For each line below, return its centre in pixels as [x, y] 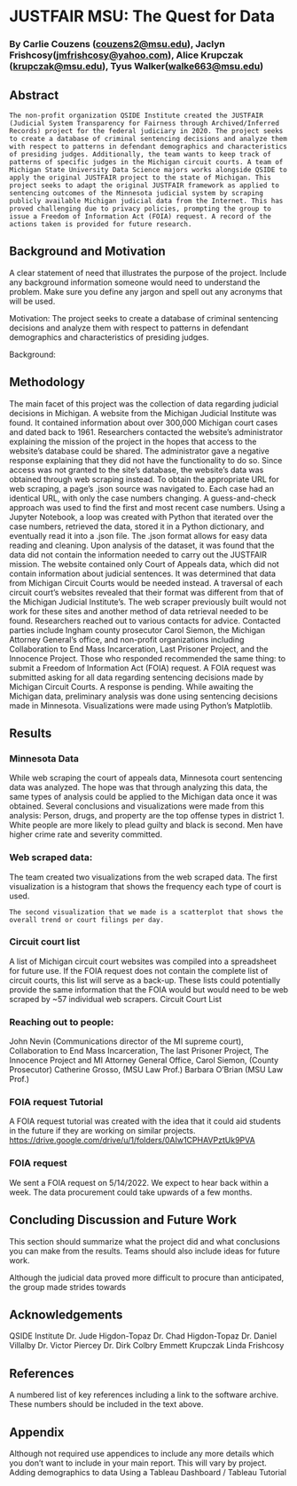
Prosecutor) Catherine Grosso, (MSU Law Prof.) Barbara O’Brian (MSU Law [146, 1070]
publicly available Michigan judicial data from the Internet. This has [146, 201]
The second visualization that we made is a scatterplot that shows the [146, 912]
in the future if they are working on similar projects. [102, 1131]
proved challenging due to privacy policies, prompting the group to [141, 209]
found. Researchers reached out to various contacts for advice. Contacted [145, 620]
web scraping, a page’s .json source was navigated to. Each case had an [142, 488]
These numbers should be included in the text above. [106, 1404]
